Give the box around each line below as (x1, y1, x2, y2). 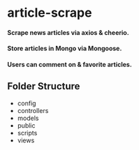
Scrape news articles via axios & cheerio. (7, 28, 129, 36)
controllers (17, 106, 49, 114)
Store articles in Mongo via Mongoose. (7, 44, 122, 53)
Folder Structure (7, 80, 80, 92)
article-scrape (7, 5, 92, 21)
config (17, 99, 36, 107)
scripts (17, 128, 38, 137)
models (17, 114, 39, 122)
